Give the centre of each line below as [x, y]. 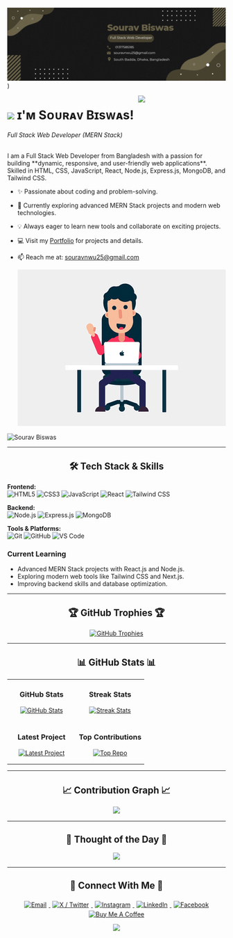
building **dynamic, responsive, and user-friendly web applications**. [107, 163]
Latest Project [41, 737]
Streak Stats [110, 694]
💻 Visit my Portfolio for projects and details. [80, 240]
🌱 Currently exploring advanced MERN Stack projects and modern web [119, 205]
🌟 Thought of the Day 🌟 [116, 840]
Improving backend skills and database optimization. [92, 584]
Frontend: [22, 486]
